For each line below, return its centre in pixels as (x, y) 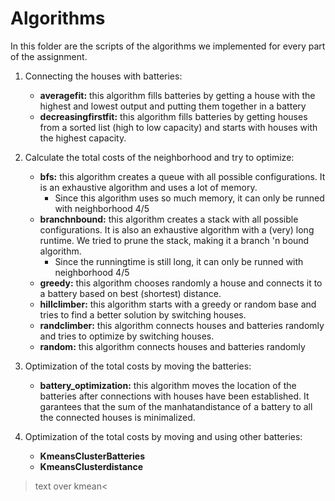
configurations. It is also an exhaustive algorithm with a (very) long (177, 229)
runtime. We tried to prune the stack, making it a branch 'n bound (174, 240)
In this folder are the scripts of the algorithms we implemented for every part (168, 46)
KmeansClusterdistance (91, 466)
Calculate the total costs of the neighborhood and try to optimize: (159, 157)
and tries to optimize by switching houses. (127, 336)
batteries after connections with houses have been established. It (174, 396)
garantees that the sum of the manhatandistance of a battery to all (176, 406)
